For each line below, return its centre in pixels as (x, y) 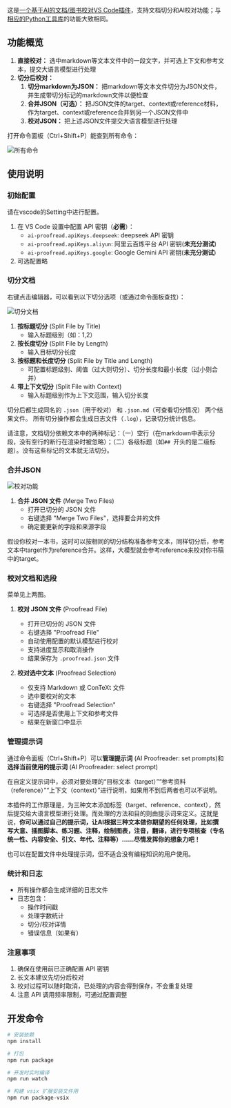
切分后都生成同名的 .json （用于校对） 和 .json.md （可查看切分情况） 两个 (112, 410)
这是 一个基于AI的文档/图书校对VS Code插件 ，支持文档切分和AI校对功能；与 (114, 10)
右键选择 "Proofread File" (63, 633)
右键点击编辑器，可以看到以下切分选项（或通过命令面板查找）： (96, 297)
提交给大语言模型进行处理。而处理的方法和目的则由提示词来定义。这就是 (115, 813)
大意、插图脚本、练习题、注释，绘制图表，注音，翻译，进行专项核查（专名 (119, 831)
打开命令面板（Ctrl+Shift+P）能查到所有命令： (73, 135)
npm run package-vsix (38, 1098)
